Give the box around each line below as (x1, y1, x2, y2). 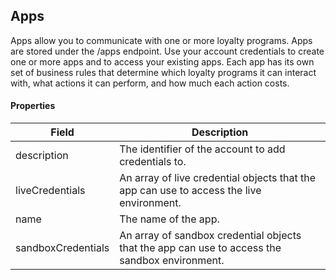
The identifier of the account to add (119, 142, 286, 156)
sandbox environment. (119, 254, 225, 268)
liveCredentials (15, 184, 86, 198)
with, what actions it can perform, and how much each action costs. (10, 77, 290, 89)
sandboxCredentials (15, 241, 110, 255)
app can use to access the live (119, 184, 262, 198)
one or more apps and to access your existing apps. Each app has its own (10, 55, 315, 68)
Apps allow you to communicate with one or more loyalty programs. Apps (10, 34, 313, 46)
